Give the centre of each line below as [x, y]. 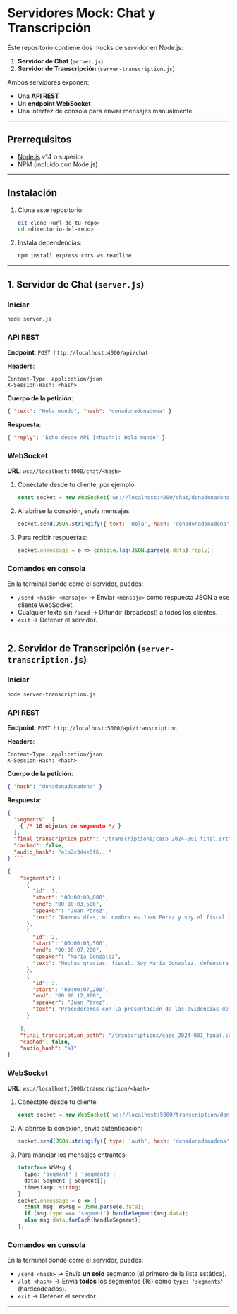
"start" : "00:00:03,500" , [71, 944]
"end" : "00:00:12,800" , [67, 996]
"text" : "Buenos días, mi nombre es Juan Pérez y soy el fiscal [129, 917]
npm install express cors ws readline [74, 256]
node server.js [30, 319]
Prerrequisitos [39, 140]
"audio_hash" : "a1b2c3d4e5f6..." [63, 852]
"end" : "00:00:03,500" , [67, 904]
